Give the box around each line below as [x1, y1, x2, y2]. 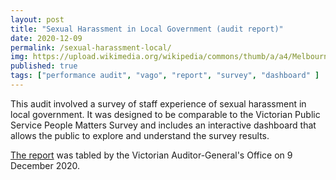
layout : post [10, 14, 65, 25]
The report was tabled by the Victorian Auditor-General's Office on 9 [10, 149, 293, 161]
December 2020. [10, 159, 81, 171]
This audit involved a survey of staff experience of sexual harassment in [10, 97, 307, 110]
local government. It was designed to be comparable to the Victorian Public [10, 108, 321, 120]
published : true [10, 61, 78, 71]
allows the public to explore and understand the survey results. [10, 129, 270, 141]
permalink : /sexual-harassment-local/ [10, 42, 172, 53]
